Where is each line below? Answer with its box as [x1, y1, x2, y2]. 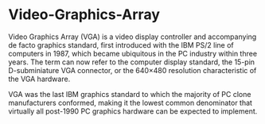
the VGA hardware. [8, 74, 71, 83]
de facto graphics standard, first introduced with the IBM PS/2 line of [8, 40, 234, 49]
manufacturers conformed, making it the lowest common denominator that [8, 98, 253, 107]
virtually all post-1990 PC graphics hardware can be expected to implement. [8, 106, 258, 116]
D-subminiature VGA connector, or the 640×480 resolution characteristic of [8, 65, 257, 75]
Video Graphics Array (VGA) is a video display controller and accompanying [8, 32, 257, 41]
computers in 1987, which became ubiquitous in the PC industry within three [8, 48, 257, 58]
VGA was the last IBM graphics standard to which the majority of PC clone [8, 89, 251, 99]
